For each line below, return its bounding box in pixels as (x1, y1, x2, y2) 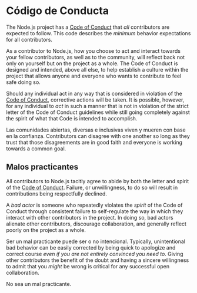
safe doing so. (6, 78, 41, 86)
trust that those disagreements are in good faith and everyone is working (6, 139, 183, 146)
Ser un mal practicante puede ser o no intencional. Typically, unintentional (6, 238, 186, 245)
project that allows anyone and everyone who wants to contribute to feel (6, 72, 182, 79)
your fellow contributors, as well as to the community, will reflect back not (6, 53, 185, 60)
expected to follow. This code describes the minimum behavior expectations (6, 29, 191, 36)
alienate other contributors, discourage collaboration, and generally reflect (6, 220, 187, 227)
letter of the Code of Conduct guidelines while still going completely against (6, 109, 190, 116)
